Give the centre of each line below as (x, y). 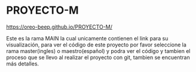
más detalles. (23, 64)
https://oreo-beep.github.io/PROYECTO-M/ (59, 27)
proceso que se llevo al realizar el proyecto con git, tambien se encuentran (98, 57)
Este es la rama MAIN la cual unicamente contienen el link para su (87, 38)
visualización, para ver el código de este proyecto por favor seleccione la (97, 45)
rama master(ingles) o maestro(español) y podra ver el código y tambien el (98, 51)
